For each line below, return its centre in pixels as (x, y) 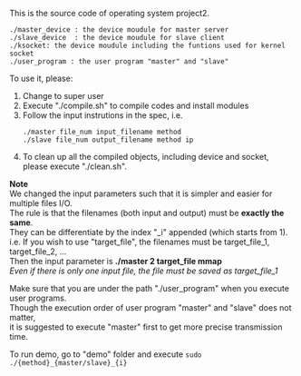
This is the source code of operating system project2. (110, 13)
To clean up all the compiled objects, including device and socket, (146, 157)
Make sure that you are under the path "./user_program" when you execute (150, 288)
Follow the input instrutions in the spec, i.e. (102, 115)
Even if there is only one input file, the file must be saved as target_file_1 (144, 271)
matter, (23, 317)
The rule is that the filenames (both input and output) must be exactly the (147, 213)
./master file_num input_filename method (102, 132)
